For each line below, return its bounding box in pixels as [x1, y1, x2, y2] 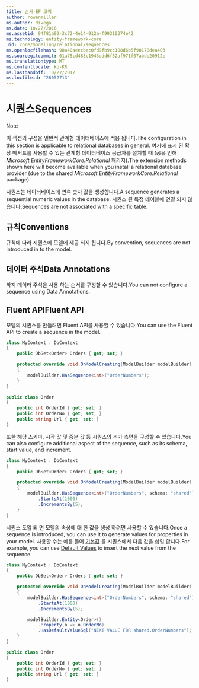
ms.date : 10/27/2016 [6, 25, 57, 31]
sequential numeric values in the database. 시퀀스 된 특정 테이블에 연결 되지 [6, 196, 187, 203]
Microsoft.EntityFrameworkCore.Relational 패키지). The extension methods [6, 157, 187, 164]
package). [6, 176, 31, 183]
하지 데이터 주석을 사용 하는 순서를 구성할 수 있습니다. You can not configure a [6, 281, 188, 288]
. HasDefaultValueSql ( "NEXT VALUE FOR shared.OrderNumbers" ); [37, 628, 192, 633]
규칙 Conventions [6, 222, 69, 232]
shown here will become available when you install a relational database [6, 164, 182, 171]
